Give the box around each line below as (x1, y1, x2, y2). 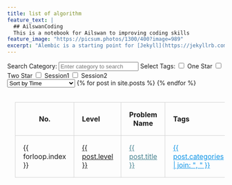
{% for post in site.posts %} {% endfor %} (76, 79, 197, 87)
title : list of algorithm (7, 10, 81, 17)
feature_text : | (7, 17, 54, 23)
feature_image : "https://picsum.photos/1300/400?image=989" (7, 36, 184, 43)
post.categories (173, 152, 224, 161)
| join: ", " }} (173, 160, 211, 170)
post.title (128, 152, 157, 161)
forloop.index (23, 152, 67, 161)
